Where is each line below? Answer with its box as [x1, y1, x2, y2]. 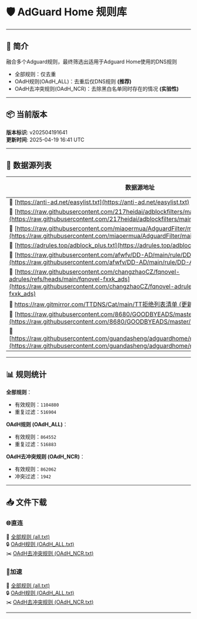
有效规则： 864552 [14, 433, 57, 440]
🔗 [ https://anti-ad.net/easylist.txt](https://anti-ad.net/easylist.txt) [9, 198, 189, 206]
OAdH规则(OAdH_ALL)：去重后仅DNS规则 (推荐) [14, 77, 132, 85]
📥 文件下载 [6, 497, 47, 507]
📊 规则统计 [6, 369, 47, 379]
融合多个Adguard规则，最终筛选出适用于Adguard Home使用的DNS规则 [6, 58, 177, 65]
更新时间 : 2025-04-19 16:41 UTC [6, 136, 85, 143]
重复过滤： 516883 [14, 441, 57, 448]
